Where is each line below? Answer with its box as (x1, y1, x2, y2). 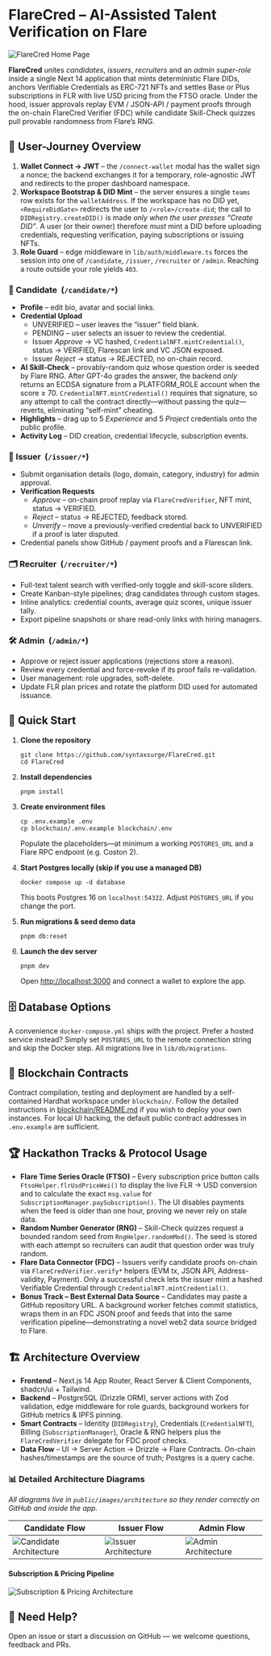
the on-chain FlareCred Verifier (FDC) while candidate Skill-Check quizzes (8, 107, 256, 118)
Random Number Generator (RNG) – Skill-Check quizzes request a (19, 1223, 244, 1233)
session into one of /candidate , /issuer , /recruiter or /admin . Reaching (19, 256, 260, 265)
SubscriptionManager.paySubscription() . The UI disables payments (19, 1197, 244, 1207)
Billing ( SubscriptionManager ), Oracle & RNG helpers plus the (19, 1427, 222, 1437)
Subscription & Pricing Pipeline (8, 1568, 115, 1578)
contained (8, 1096, 42, 1106)
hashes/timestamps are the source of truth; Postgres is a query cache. (19, 1453, 255, 1463)
